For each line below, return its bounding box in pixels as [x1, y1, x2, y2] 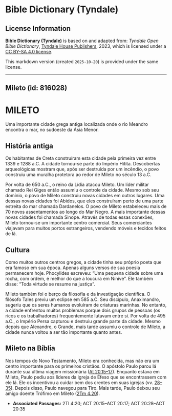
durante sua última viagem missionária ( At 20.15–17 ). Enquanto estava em [5, 368, 160, 374]
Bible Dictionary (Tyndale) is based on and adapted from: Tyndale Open [5, 37, 159, 44]
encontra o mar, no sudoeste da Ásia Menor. [5, 127, 99, 133]
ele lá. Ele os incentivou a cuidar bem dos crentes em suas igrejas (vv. [5, 379, 154, 386]
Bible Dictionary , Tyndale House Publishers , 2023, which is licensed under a [5, 43, 166, 49]
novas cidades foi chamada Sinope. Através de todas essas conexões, [5, 214, 154, 220]
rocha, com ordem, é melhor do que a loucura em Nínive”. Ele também [5, 275, 154, 281]
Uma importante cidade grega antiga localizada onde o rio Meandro [5, 121, 148, 127]
